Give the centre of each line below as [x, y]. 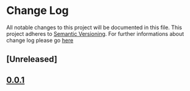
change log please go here [40, 40]
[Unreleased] [32, 59]
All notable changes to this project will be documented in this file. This [94, 27]
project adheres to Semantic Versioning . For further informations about [95, 33]
